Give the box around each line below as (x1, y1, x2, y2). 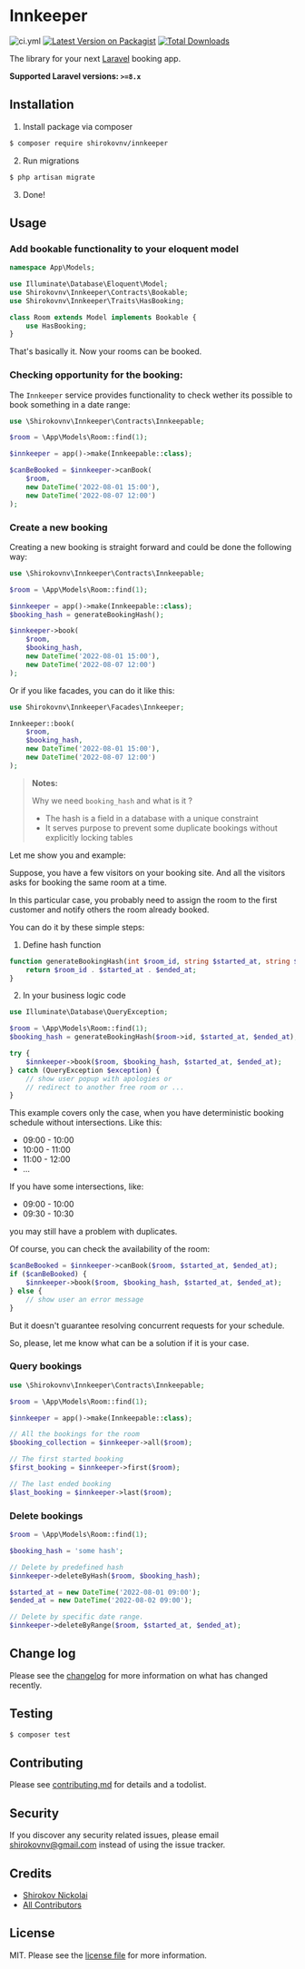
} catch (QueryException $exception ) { (9, 1066, 161, 1075)
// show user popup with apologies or (25, 1074, 172, 1083)
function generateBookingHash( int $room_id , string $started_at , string (9, 957, 290, 966)
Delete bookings (9, 1509, 84, 1521)
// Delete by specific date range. (9, 1612, 144, 1621)
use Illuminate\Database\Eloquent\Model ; (9, 280, 169, 289)
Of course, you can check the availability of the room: (9, 1244, 211, 1255)
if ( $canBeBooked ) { (9, 1270, 88, 1279)
